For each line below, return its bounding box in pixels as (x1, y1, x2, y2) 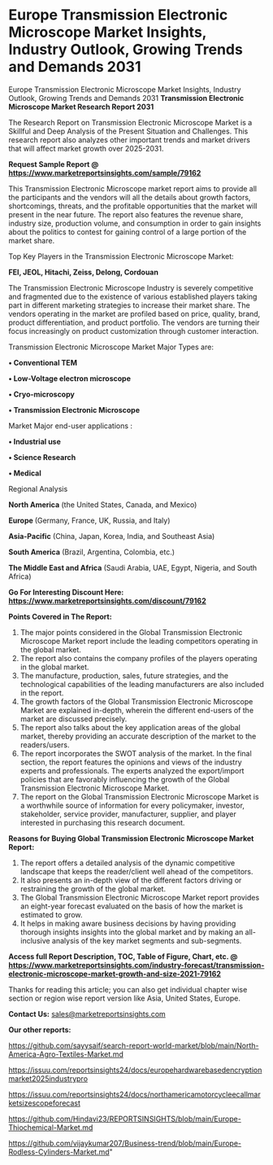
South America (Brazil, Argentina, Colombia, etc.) (8, 547, 175, 557)
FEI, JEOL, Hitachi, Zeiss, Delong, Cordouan (8, 267, 158, 277)
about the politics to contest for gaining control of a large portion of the (8, 226, 247, 237)
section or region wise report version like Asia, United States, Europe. (8, 993, 241, 1003)
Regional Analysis (8, 484, 68, 493)
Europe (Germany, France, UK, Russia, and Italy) (8, 515, 171, 525)
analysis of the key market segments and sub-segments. (51, 935, 242, 945)
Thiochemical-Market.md (8, 1122, 93, 1132)
